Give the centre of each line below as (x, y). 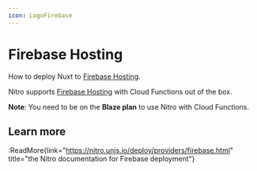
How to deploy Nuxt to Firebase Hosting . (74, 76)
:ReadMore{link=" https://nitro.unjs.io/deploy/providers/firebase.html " (121, 151)
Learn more (37, 131)
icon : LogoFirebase (40, 15)
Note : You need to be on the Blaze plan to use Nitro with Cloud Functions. (128, 106)
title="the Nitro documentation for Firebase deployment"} (102, 159)
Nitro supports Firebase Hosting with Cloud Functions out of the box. (120, 91)
